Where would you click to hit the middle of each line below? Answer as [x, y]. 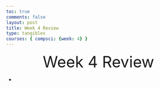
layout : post [22, 22]
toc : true [18, 11]
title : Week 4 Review [33, 28]
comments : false [26, 17]
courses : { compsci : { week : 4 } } [47, 39]
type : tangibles [26, 34]
